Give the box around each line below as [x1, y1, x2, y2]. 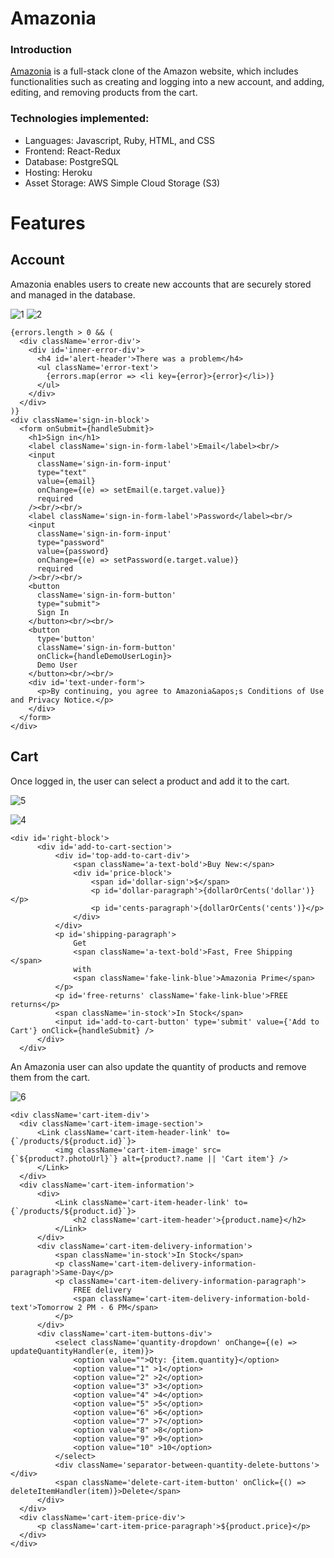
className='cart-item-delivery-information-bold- [99, 1293, 311, 1304]
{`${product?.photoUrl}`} [10, 1153, 118, 1164]
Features [10, 212, 86, 234]
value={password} [36, 546, 110, 556]
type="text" [36, 467, 87, 477]
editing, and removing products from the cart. [10, 87, 198, 99]
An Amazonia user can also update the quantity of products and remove [10, 1060, 307, 1072]
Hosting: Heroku [24, 166, 93, 178]
